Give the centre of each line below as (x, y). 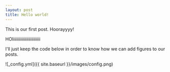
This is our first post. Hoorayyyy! (40, 29)
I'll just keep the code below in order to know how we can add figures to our (85, 49)
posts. (12, 54)
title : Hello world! (27, 15)
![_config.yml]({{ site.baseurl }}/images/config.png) (59, 64)
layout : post (19, 10)
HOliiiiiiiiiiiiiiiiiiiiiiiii (23, 39)
